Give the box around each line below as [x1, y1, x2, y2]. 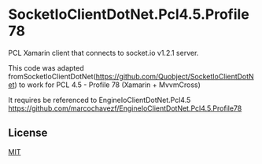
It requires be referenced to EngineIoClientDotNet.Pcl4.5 [8, 95, 191, 104]
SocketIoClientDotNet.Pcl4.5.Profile [8, 5, 249, 24]
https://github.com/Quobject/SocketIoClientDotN [95, 71, 254, 81]
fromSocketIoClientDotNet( [8, 71, 97, 81]
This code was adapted [8, 63, 84, 72]
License [8, 126, 48, 140]
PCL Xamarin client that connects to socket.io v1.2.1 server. [8, 48, 199, 57]
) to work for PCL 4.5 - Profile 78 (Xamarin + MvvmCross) [14, 80, 201, 89]
